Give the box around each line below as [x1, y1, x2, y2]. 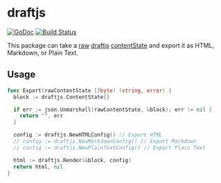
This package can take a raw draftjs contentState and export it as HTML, [7, 41, 215, 49]
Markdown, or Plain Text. [7, 49, 78, 57]
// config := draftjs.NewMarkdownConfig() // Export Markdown [13, 138, 197, 145]
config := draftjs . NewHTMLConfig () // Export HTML [13, 132, 163, 139]
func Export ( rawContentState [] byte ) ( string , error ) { [7, 87, 172, 94]
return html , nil [13, 163, 64, 171]
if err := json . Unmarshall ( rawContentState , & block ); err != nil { [13, 106, 213, 113]
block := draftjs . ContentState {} [13, 94, 110, 101]
